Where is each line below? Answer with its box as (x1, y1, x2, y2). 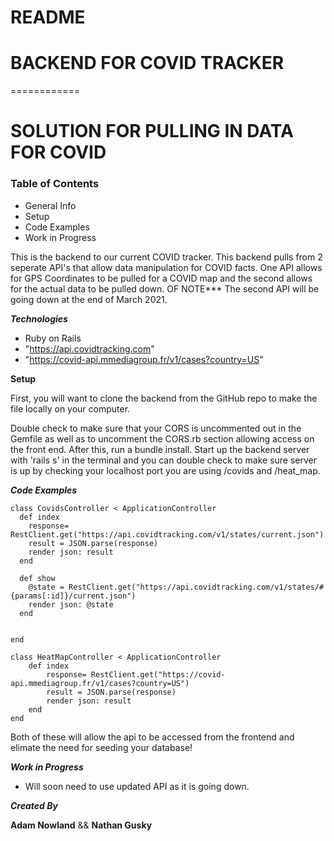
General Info (24, 199, 77, 211)
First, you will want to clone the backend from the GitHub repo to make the (10, 392, 318, 404)
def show (19, 573, 56, 583)
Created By (10, 799, 58, 811)
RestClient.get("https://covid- (90, 669, 226, 680)
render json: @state (28, 599, 114, 610)
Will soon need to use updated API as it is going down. (24, 780, 250, 792)
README (10, 6, 86, 29)
